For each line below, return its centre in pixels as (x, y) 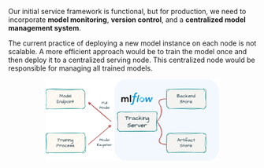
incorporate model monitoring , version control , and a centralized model (127, 20)
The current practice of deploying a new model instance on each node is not (132, 43)
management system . (45, 28)
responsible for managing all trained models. (80, 68)
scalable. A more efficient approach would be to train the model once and (128, 51)
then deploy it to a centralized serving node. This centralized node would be (132, 60)
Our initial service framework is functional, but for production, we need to (127, 11)
